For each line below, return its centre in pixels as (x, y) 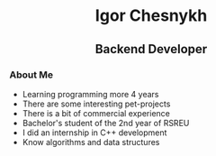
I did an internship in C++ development (94, 133)
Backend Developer (151, 49)
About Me (31, 75)
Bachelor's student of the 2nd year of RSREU (106, 123)
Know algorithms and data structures (91, 142)
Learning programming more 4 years (90, 94)
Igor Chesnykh (151, 16)
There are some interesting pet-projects (96, 104)
